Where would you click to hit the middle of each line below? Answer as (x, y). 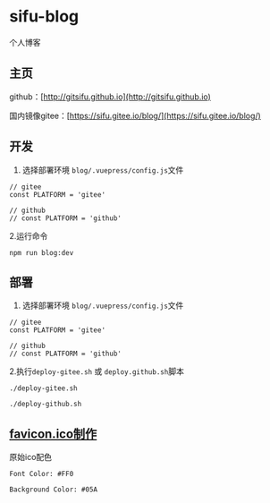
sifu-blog (44, 17)
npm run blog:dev (42, 252)
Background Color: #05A (54, 490)
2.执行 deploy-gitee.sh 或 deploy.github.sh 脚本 (97, 371)
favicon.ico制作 (53, 434)
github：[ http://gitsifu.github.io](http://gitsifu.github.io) (110, 97)
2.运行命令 (29, 235)
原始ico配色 (30, 457)
